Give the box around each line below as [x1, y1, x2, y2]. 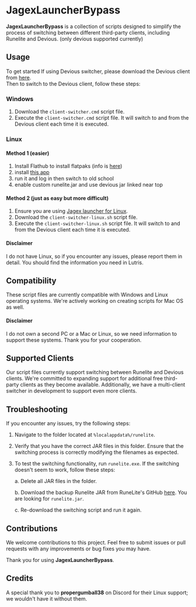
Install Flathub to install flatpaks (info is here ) [14, 163, 123, 170]
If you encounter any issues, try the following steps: [6, 420, 131, 427]
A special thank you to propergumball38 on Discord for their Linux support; [6, 589, 188, 596]
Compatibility [6, 275, 57, 285]
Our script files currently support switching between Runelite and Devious [6, 369, 184, 376]
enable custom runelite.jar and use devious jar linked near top [14, 181, 163, 188]
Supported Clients [6, 353, 74, 363]
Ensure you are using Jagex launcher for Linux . [14, 208, 128, 215]
